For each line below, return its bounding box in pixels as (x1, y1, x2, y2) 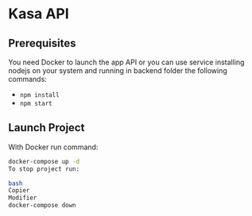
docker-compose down (8, 202, 77, 210)
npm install (19, 91, 60, 99)
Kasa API (8, 5, 69, 23)
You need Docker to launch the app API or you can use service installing (8, 57, 245, 67)
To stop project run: (8, 164, 80, 173)
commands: (8, 75, 48, 83)
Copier (8, 187, 30, 195)
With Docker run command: (8, 142, 99, 152)
